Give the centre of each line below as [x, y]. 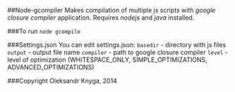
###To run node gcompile [44, 31]
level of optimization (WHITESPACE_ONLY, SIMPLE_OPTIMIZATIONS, [108, 60]
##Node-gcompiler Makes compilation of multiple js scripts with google [112, 10]
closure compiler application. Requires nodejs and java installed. [101, 18]
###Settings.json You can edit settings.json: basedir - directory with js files [117, 45]
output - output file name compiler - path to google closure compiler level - [117, 52]
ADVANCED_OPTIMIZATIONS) [51, 67]
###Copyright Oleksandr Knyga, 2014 [62, 81]
